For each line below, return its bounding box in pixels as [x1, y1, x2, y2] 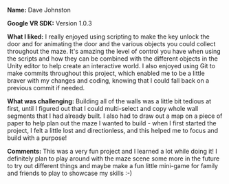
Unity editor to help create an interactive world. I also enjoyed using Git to [7, 62, 215, 70]
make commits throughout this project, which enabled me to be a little [7, 69, 205, 77]
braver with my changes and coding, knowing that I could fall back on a [7, 76, 210, 85]
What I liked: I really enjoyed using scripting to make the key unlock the [7, 32, 210, 41]
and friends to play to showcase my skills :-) [7, 169, 133, 177]
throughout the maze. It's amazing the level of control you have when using [7, 48, 221, 55]
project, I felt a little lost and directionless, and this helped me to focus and [7, 127, 219, 134]
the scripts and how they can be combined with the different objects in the [7, 54, 218, 63]
